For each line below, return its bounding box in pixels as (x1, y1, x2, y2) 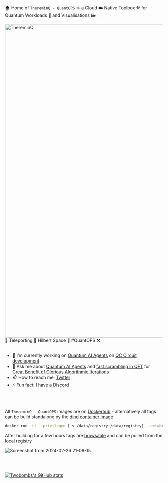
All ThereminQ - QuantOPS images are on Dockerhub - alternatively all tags (5, 409, 156, 414)
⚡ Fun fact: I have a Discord (12, 382, 69, 388)
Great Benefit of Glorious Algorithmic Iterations (12, 369, 109, 375)
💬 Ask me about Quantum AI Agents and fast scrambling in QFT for (12, 364, 150, 369)
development (12, 358, 40, 364)
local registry (5, 438, 32, 444)
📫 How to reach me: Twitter (12, 374, 71, 380)
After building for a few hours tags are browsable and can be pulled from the (5, 432, 163, 438)
